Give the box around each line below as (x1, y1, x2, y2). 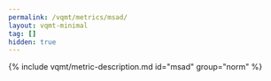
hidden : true (8, 37, 57, 47)
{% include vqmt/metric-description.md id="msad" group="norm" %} (8, 62, 263, 72)
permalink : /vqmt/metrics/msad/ (8, 12, 128, 22)
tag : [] (8, 29, 37, 38)
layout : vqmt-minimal (8, 21, 89, 30)
